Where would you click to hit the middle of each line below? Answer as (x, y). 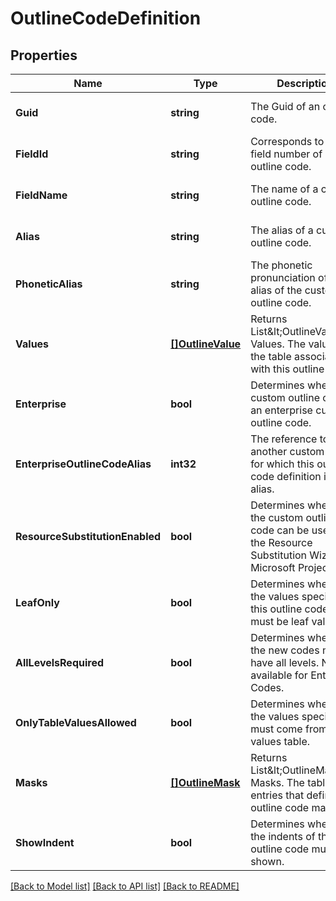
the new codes (285, 650)
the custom (277, 517)
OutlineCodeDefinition (106, 18)
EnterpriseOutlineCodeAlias (83, 464)
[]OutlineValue (206, 344)
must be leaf (280, 621)
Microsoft (273, 567)
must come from (289, 729)
